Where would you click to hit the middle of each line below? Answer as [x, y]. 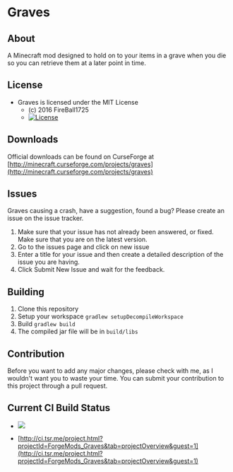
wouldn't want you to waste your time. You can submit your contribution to [116, 379]
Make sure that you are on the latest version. [82, 240]
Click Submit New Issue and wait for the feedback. [91, 270]
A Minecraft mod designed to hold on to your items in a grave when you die [117, 55]
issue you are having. [48, 262]
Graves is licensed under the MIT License [78, 102]
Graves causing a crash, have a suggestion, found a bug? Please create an [116, 211]
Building [26, 292]
